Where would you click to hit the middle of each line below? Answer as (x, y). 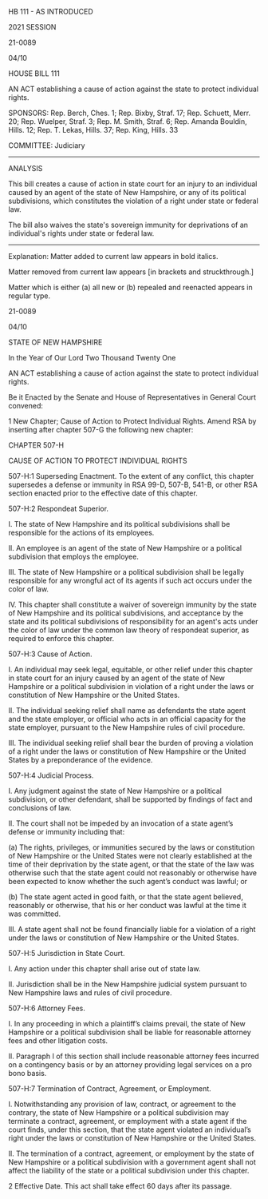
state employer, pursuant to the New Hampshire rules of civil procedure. (127, 727)
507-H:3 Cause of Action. (50, 654)
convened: (26, 406)
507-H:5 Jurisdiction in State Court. (67, 953)
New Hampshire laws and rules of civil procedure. (90, 993)
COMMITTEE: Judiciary (47, 145)
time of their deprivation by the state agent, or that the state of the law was (131, 864)
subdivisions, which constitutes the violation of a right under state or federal (134, 201)
